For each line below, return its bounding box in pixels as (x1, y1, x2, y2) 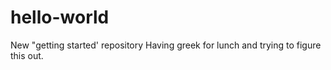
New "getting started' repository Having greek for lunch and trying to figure (10, 39, 322, 51)
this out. (10, 49, 44, 61)
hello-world (10, 6, 110, 29)
